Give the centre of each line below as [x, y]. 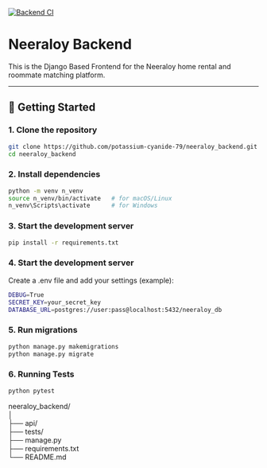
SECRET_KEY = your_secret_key [55, 302]
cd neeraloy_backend [43, 154]
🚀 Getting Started [52, 107]
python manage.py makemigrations [64, 346]
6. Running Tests [41, 374]
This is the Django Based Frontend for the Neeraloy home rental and [120, 66]
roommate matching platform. [57, 75]
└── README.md [37, 457]
